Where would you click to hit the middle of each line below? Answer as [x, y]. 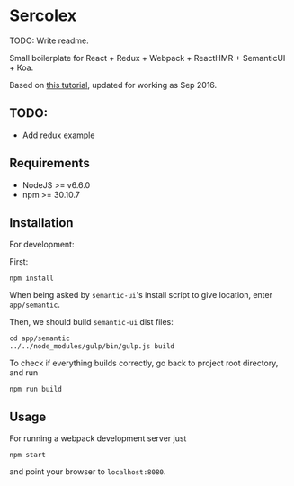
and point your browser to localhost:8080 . [88, 472]
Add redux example [58, 135]
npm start [28, 455]
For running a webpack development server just [98, 438]
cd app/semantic [40, 338]
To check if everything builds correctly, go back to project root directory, [144, 363]
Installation [41, 223]
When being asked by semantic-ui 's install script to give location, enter [141, 295]
